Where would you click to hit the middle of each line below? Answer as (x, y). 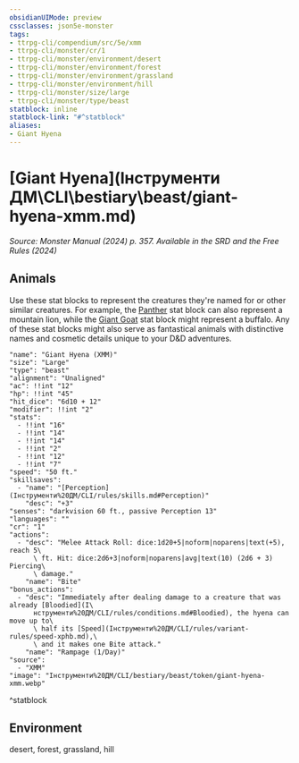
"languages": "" (39, 519)
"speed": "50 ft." (43, 472)
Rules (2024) (33, 250)
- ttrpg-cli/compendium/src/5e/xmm (75, 42)
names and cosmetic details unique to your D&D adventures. (120, 338)
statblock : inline (43, 109)
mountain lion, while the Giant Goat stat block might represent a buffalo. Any (149, 319)
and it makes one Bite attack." (102, 644)
